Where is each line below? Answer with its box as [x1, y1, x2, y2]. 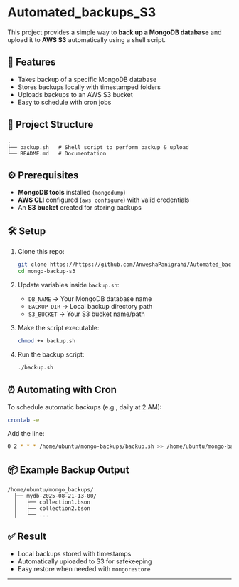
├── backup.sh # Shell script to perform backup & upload [7, 143, 190, 150]
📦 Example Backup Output [7, 464, 129, 476]
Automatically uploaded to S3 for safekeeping [17, 557, 152, 566]
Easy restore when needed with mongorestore [17, 564, 151, 573]
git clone [17, 261, 48, 268]
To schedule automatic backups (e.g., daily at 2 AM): [7, 402, 162, 411]
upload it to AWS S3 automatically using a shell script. [7, 35, 166, 44]
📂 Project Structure [7, 118, 94, 131]
